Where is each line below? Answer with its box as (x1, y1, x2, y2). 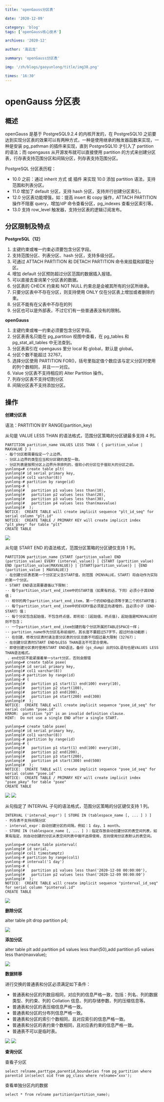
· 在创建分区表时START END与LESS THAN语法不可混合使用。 (5, 640, 111, 645)
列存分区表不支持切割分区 (12, 376, 64, 382)
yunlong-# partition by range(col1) (5, 855, 80, 860)
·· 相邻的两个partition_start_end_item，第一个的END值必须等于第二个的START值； (5, 599, 158, 604)
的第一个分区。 (5, 578, 31, 583)
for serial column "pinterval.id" (5, 885, 76, 890)
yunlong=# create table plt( (5, 467, 64, 472)
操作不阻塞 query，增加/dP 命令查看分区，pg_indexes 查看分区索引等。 (12, 200, 156, 206)
